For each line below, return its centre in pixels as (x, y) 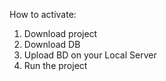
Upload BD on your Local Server (90, 55)
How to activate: (43, 14)
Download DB (52, 44)
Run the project (55, 65)
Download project (60, 33)
